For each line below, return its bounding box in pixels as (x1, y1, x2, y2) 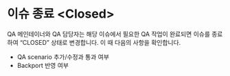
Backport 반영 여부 (16, 61, 69, 69)
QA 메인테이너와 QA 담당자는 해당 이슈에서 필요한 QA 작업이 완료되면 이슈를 (7, 30, 211, 38)
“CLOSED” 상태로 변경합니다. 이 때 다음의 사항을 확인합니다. (19, 38, 181, 46)
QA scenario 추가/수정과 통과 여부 (16, 52, 110, 61)
